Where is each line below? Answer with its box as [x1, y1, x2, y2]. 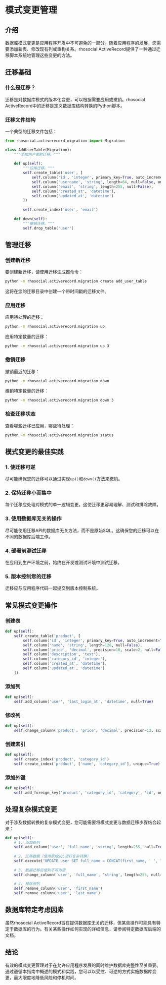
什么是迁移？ [5, 84, 36, 91]
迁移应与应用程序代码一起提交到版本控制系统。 [5, 585, 100, 591]
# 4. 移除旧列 [14, 881, 40, 886]
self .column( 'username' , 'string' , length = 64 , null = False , [31, 179, 156, 184]
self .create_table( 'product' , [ [14, 633, 81, 638]
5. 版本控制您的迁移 [5, 573, 52, 580]
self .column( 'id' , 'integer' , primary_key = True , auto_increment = [23, 638, 161, 643]
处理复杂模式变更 [5, 805, 57, 813]
